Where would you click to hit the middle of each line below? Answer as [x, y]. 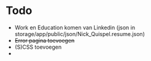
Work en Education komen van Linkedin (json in [75, 27]
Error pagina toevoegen [45, 40]
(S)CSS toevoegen [38, 47]
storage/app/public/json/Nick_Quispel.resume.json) [79, 34]
